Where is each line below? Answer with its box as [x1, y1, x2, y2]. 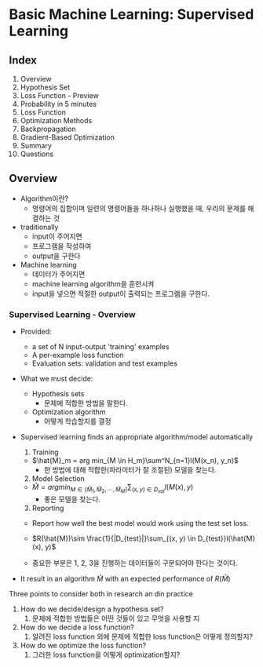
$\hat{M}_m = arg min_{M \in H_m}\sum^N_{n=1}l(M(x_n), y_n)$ [31, 456, 239, 465]
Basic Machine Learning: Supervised [9, 5, 254, 24]
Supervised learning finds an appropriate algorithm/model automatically [20, 432, 254, 442]
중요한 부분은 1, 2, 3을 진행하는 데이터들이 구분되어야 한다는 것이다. [31, 559, 238, 568]
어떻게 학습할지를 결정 [43, 417, 112, 426]
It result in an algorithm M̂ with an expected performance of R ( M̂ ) [20, 574, 231, 584]
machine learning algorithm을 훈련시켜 [31, 279, 155, 288]
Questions [20, 149, 54, 159]
